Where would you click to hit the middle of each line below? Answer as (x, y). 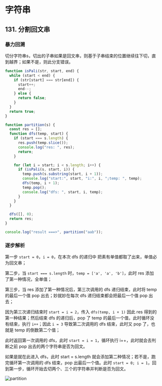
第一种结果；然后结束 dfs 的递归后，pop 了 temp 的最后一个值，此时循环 (78, 318)
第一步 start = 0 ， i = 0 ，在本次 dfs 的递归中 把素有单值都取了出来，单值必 (81, 257)
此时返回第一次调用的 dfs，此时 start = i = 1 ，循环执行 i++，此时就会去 (78, 340)
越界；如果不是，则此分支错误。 (41, 62)
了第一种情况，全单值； (28, 279)
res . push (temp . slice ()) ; (43, 143)
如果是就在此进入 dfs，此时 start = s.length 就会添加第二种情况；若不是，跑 (81, 357)
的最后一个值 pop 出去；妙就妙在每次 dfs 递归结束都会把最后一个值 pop (76, 295)
